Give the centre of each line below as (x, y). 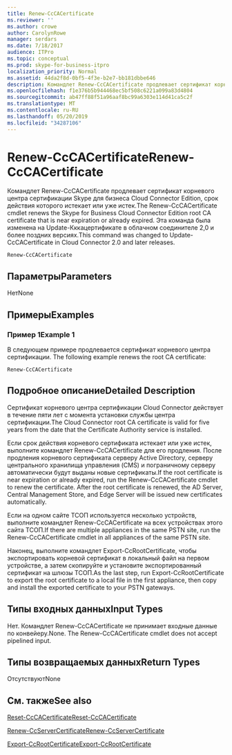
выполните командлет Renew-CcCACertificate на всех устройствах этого (115, 522)
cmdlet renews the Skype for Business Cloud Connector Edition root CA (109, 213)
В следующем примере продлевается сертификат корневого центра (109, 349)
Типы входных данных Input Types (85, 609)
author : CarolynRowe (37, 33)
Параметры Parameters (60, 276)
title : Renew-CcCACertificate (51, 13)
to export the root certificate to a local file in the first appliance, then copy (112, 580)
